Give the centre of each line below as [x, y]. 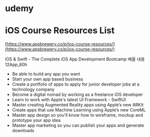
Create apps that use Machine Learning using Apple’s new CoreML [79, 110]
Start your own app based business [48, 79]
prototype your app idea [36, 120]
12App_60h [16, 65]
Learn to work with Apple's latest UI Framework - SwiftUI [69, 100]
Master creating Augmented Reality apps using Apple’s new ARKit [78, 105]
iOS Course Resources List [60, 31]
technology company [33, 90]
